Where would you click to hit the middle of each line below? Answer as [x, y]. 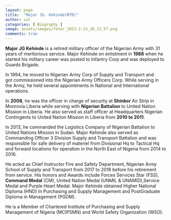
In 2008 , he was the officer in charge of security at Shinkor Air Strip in [80, 101]
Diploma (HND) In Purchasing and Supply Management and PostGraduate [83, 191]
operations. [17, 91]
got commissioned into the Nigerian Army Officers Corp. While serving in [82, 80]
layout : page [19, 10]
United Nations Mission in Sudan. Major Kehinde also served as [72, 133]
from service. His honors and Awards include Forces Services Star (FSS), [82, 175]
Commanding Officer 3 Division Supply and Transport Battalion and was [81, 138]
